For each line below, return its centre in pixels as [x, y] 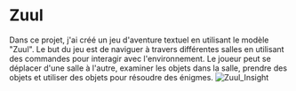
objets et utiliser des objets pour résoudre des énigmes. [111, 77]
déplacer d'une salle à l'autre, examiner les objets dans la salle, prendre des [148, 68]
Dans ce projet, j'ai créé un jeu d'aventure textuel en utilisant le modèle [139, 40]
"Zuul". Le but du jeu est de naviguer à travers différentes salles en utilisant [147, 49]
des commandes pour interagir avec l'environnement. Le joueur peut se [140, 58]
